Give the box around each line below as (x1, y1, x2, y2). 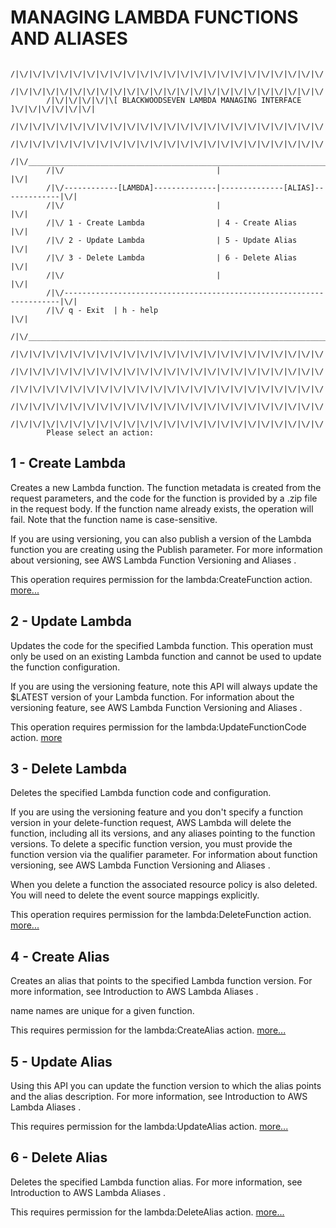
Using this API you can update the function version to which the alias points (10, 1080, 322, 1091)
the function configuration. (10, 661, 121, 673)
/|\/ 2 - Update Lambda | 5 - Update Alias (46, 235, 298, 245)
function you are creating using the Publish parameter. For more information (10, 543, 323, 555)
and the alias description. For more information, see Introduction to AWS (10, 1091, 308, 1102)
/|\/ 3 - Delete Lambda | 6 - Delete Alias (46, 252, 298, 263)
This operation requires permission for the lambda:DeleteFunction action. (10, 909, 312, 921)
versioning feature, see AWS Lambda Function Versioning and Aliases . (10, 701, 303, 713)
